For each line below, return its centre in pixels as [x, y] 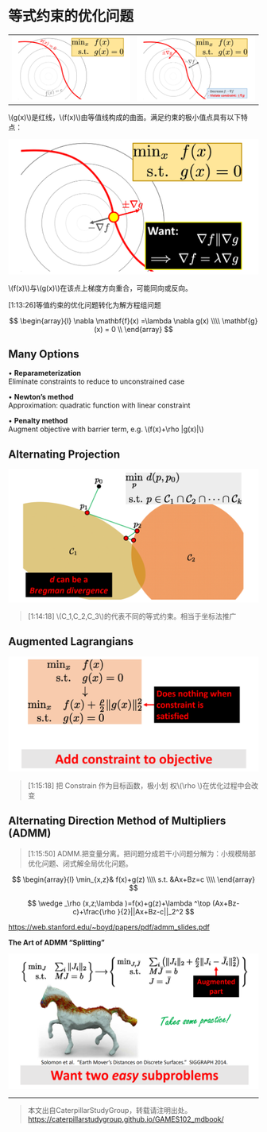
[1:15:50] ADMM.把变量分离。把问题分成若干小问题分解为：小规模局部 [141, 853]
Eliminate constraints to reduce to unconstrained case [97, 381]
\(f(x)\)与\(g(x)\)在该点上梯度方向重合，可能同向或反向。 [101, 288]
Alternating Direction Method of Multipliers [117, 821]
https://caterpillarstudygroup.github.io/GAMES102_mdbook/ [126, 1119]
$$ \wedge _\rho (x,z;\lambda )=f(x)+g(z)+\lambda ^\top [119, 903]
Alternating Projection [64, 454]
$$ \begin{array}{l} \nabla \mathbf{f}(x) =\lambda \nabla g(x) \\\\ [115, 321]
